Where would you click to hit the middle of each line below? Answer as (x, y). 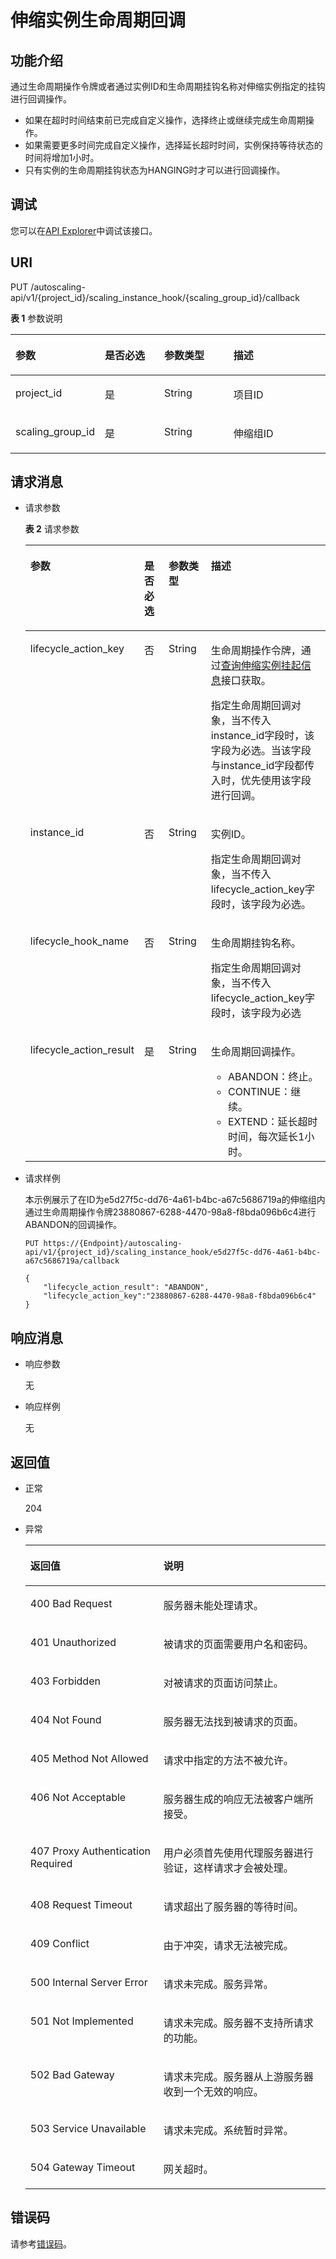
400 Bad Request (71, 1604)
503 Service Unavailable (88, 2129)
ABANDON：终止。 (273, 1077)
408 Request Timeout (81, 1905)
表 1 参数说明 (36, 318)
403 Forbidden (65, 1681)
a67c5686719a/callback (72, 1261)
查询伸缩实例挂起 (261, 666)
